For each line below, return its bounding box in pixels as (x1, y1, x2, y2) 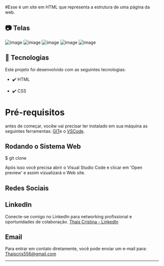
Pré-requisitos (5, 107, 65, 118)
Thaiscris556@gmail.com (5, 251, 57, 257)
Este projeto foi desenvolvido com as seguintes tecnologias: (5, 66, 126, 72)
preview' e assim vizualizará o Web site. (5, 170, 85, 176)
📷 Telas (5, 24, 30, 32)
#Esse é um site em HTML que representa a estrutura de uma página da (5, 4, 150, 10)
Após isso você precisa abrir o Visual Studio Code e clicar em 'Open (5, 164, 143, 170)
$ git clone (5, 155, 27, 161)
